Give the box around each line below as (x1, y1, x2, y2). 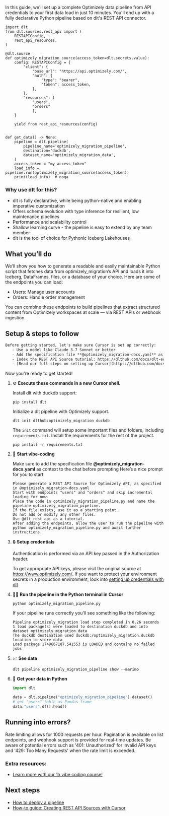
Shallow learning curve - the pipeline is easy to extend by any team (12, 224, 152, 231)
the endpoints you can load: (5, 279, 63, 285)
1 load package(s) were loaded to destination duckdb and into (12, 624, 148, 629)
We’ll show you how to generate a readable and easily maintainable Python (5, 263, 160, 269)
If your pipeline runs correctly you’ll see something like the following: (12, 610, 155, 616)
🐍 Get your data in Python (12, 676, 68, 682)
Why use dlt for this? (5, 186, 57, 193)
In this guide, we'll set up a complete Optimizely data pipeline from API (5, 5, 152, 10)
